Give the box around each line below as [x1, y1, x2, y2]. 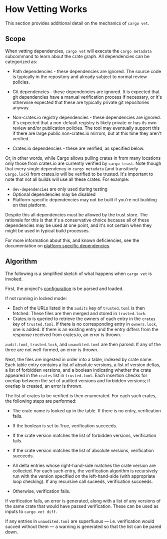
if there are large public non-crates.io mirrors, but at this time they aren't [12, 130, 162, 136]
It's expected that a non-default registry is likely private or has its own [12, 119, 156, 126]
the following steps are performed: [5, 398, 76, 404]
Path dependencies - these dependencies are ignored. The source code [12, 68, 161, 74]
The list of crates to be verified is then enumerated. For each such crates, [5, 392, 157, 399]
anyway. [12, 104, 30, 111]
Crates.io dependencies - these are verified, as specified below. [12, 145, 144, 151]
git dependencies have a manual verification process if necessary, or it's [12, 94, 162, 100]
